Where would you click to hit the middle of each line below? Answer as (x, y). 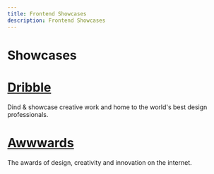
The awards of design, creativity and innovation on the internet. (100, 162)
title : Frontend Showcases (47, 14)
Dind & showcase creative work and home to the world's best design (107, 107)
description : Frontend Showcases (57, 20)
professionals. (28, 114)
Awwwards (41, 143)
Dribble (29, 87)
